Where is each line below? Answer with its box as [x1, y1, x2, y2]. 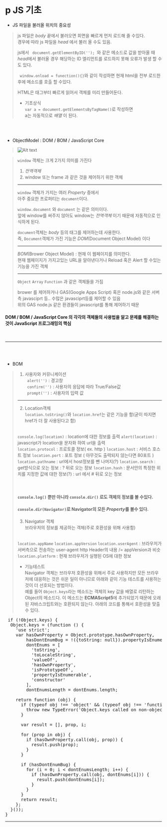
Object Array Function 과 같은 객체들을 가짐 [17, 278, 103, 284]
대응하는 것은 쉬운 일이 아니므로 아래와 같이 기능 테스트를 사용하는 [34, 576, 162, 582]
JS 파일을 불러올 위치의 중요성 [12, 22, 71, 28]
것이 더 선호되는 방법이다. [24, 582, 75, 588]
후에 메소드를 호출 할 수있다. [17, 78, 72, 85]
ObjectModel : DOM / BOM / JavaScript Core [12, 137, 104, 143]
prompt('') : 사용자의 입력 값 [27, 390, 84, 396]
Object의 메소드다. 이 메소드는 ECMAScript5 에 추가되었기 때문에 [24, 595, 152, 601]
